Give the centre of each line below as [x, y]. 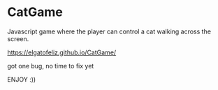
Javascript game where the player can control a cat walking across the [109, 31]
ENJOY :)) [22, 79]
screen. [18, 38]
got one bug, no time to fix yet [51, 66]
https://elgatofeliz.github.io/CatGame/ [62, 52]
